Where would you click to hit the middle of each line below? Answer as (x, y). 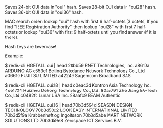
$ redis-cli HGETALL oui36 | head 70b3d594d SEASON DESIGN (69, 105)
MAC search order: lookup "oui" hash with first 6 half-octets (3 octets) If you (82, 22)
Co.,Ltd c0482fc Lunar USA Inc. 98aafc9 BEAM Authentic (63, 95)
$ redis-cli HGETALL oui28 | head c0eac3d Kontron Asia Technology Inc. (78, 85)
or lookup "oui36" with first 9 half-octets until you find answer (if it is (88, 32)
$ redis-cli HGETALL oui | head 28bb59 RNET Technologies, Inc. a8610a (77, 65)
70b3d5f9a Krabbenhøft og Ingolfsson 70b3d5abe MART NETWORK (74, 115)
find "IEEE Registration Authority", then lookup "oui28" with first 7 (71, 27)
